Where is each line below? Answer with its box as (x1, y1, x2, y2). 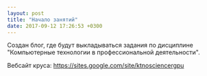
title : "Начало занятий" (7, 16, 78, 23)
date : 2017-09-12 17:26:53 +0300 (7, 22, 103, 29)
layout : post (7, 9, 45, 17)
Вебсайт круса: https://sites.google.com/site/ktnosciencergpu (7, 62, 184, 70)
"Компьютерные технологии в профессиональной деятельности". (7, 48, 200, 56)
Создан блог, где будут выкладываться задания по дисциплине (7, 41, 193, 50)
